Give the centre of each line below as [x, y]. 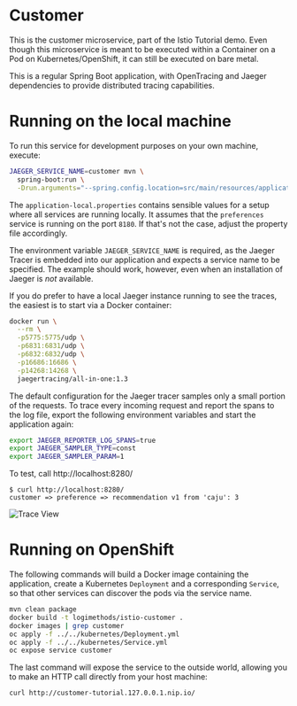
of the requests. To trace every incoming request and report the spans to [142, 405]
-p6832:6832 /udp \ [51, 354]
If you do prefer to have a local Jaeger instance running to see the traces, [143, 295]
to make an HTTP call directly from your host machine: [108, 677]
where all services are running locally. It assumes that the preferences [137, 214]
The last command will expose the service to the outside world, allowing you [148, 667]
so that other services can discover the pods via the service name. [130, 594]
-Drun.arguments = [49, 188]
